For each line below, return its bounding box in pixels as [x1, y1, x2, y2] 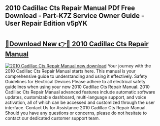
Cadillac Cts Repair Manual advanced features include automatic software [5, 89, 156, 95]
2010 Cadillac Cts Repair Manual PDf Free [5, 4, 135, 12]
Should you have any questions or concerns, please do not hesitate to [5, 110, 147, 116]
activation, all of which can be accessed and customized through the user [5, 99, 155, 105]
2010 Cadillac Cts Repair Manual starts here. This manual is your [5, 68, 136, 74]
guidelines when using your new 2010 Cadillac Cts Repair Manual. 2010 [5, 84, 150, 90]
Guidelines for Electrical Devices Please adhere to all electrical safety [5, 79, 146, 84]
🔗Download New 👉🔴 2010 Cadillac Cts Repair [5, 39, 149, 48]
